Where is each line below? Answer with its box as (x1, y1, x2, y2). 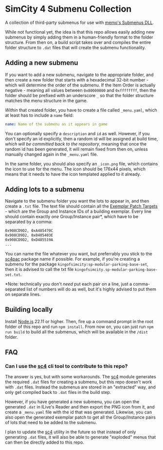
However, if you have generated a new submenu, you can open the (5, 399, 140, 405)
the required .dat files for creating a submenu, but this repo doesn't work (5, 379, 152, 385)
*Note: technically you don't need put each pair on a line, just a (5, 281, 132, 286)
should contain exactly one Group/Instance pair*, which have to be (5, 214, 139, 220)
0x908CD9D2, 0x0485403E (5, 233, 54, 238)
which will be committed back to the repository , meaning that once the (5, 141, 147, 147)
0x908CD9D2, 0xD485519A (5, 238, 54, 243)
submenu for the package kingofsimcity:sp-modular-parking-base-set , (5, 261, 148, 267)
